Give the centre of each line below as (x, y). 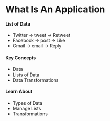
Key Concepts (21, 58)
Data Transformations (36, 80)
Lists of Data (26, 75)
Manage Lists (27, 108)
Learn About (19, 92)
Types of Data (27, 103)
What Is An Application (55, 9)
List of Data (18, 23)
